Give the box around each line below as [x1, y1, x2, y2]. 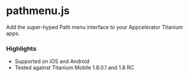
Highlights [6, 44, 37, 52]
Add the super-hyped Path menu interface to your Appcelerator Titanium [6, 24, 183, 31]
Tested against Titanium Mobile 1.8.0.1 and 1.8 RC [14, 64, 135, 71]
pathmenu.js [6, 4, 70, 18]
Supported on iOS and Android [14, 58, 90, 65]
